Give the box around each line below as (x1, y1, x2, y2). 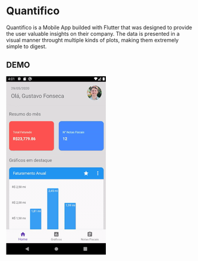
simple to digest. (6, 43, 47, 50)
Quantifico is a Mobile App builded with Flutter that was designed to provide (6, 24, 193, 31)
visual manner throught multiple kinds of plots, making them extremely (6, 36, 179, 43)
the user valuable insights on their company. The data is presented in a (6, 30, 180, 37)
